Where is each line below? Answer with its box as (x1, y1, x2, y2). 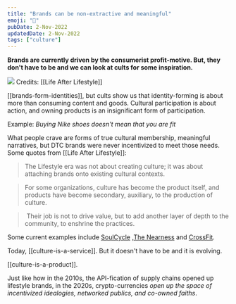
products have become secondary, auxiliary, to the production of (24, 191, 213, 199)
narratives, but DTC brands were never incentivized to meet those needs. (7, 141, 220, 150)
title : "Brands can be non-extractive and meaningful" (7, 10, 172, 18)
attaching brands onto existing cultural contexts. (24, 170, 166, 178)
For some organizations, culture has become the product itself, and (24, 184, 220, 192)
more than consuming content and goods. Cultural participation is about (7, 99, 216, 108)
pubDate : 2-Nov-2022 (7, 23, 68, 30)
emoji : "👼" (7, 17, 39, 24)
